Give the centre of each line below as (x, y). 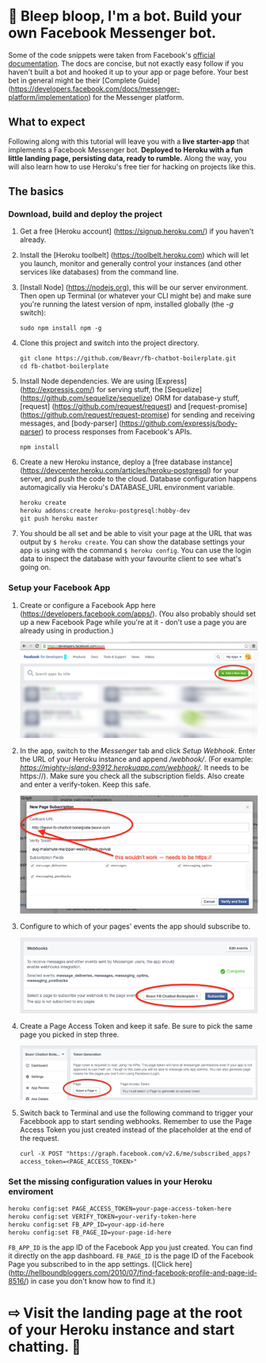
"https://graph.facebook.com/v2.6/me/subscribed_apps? (158, 1153)
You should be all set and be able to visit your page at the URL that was (136, 533)
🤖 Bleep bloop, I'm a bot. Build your (125, 16)
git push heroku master (59, 519)
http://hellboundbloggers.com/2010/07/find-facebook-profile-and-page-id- (134, 1273)
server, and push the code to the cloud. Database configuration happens (138, 479)
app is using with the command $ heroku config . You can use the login (135, 550)
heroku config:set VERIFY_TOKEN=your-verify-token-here (102, 1217)
